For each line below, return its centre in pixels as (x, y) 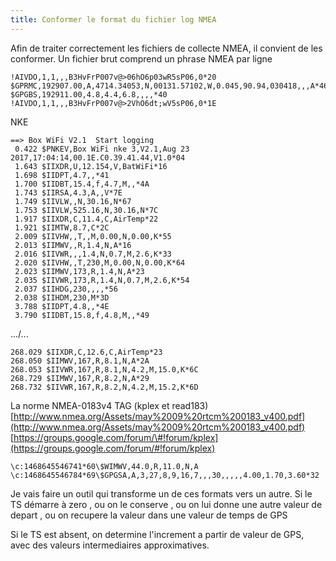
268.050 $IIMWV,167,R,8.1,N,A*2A (80, 361)
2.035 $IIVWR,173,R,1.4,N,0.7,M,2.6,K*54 (102, 280)
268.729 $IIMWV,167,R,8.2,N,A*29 (80, 378)
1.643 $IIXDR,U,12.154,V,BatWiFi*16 (91, 166)
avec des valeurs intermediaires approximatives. (110, 545)
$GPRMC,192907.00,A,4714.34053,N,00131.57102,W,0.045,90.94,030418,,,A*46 (169, 86)
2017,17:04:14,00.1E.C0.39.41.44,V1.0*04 (98, 157)
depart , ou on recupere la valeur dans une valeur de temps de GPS (149, 515)
